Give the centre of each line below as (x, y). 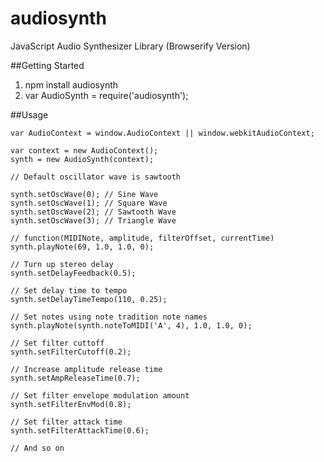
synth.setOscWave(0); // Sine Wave (84, 194)
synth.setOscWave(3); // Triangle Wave (93, 220)
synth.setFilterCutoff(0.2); (71, 352)
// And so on (37, 448)
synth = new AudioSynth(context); (82, 159)
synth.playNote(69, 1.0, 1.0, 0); (82, 247)
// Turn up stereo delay (62, 264)
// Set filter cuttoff (57, 343)
